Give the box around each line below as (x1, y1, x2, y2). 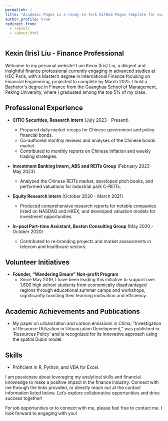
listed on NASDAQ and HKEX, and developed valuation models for (19, 208, 156, 214)
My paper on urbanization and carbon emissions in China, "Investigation (12, 320, 161, 326)
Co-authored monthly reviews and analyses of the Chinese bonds (19, 137, 156, 143)
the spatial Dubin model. (12, 336, 63, 342)
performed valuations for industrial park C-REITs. (19, 183, 121, 189)
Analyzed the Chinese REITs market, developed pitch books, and (19, 178, 153, 184)
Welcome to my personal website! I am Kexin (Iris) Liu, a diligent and (5, 62, 146, 68)
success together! (5, 395, 42, 401)
